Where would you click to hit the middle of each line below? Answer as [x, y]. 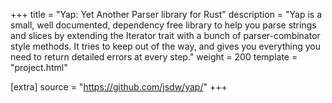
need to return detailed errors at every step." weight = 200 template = [154, 57]
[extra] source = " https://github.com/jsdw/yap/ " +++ [119, 87]
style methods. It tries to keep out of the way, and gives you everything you [166, 46]
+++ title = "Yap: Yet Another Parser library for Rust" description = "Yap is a [166, 14]
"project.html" [39, 67]
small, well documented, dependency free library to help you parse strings [163, 25]
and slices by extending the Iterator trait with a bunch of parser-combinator [165, 35]
